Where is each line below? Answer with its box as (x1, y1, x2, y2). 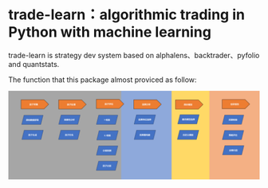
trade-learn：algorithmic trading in (8, 6, 246, 24)
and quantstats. (8, 59, 60, 69)
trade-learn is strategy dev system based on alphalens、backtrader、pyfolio (8, 50, 260, 60)
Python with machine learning (8, 23, 211, 41)
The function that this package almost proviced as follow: (8, 75, 197, 84)
